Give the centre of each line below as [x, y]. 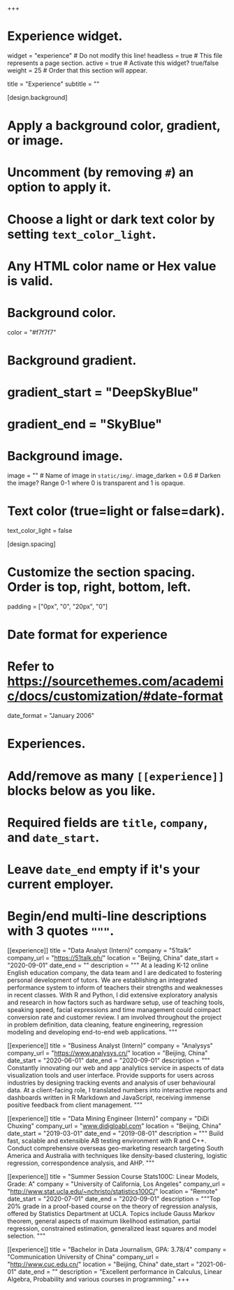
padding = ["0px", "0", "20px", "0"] [58, 606]
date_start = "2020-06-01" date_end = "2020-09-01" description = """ [109, 1060]
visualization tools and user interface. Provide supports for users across [111, 1075]
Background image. [65, 456]
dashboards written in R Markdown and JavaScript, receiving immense [109, 1097]
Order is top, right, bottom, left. [99, 587]
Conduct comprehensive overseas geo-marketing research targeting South [115, 1148]
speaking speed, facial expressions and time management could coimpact [114, 1009]
